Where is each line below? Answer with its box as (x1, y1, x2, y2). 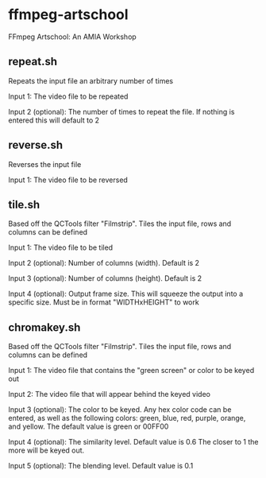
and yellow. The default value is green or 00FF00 (8, 422, 169, 431)
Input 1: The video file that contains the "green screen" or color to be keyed (8, 366, 255, 375)
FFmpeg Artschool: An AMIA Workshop (8, 32, 137, 41)
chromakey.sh (8, 321, 81, 334)
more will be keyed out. (8, 445, 85, 455)
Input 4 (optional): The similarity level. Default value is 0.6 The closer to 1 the (8, 437, 260, 447)
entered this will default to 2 (8, 115, 100, 125)
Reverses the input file (8, 159, 82, 169)
